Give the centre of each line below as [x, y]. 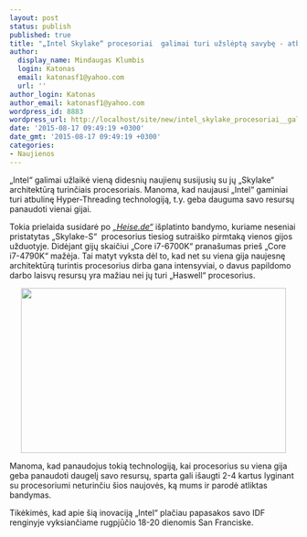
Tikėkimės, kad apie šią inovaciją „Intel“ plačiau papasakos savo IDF [138, 512]
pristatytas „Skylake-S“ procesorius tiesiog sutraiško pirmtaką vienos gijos [151, 236]
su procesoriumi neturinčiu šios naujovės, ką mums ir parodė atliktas [138, 485]
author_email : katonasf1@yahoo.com [77, 103]
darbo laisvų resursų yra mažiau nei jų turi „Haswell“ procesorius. [132, 275]
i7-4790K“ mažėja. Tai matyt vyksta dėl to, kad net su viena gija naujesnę [148, 256]
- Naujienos [32, 153]
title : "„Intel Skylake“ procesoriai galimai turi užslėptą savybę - [147, 43]
